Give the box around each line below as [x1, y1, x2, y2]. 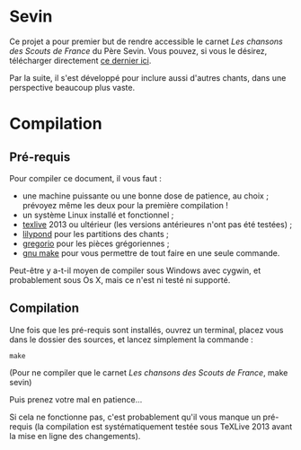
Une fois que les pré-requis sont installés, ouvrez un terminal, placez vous [9, 324, 284, 335]
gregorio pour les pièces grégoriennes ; [22, 238, 170, 249]
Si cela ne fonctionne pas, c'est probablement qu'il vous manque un [9, 411, 261, 422]
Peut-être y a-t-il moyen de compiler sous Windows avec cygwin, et [9, 265, 261, 276]
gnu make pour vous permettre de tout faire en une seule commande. [22, 247, 280, 258]
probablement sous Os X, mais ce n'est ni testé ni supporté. [9, 274, 231, 285]
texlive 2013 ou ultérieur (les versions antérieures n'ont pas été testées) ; [22, 218, 293, 230]
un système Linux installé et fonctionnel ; [22, 209, 174, 220]
